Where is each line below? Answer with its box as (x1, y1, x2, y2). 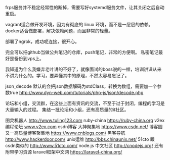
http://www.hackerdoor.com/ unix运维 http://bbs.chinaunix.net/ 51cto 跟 (5, 136, 155, 142)
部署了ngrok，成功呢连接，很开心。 (5, 38, 79, 44)
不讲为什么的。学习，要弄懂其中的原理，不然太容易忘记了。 (5, 73, 130, 78)
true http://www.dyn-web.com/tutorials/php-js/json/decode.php (9, 90, 144, 95)
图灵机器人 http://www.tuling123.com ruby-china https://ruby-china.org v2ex (5, 118, 165, 123)
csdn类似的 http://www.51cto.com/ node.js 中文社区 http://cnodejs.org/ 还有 (5, 143, 163, 148)
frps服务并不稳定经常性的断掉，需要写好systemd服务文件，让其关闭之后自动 (5, 5, 164, 10)
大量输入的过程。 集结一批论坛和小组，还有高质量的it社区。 (5, 106, 129, 113)
